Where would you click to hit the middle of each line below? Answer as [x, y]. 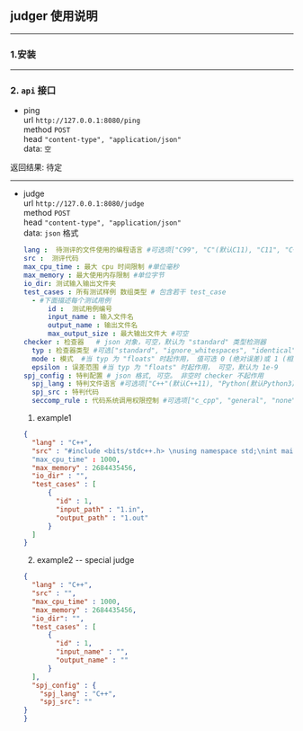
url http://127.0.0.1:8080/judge [84, 203]
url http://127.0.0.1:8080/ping [82, 120]
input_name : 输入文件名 [90, 317]
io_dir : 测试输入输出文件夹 [70, 283]
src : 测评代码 [51, 259]
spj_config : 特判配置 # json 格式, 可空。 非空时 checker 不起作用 [143, 376]
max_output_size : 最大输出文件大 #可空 [118, 334]
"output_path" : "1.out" [102, 518]
